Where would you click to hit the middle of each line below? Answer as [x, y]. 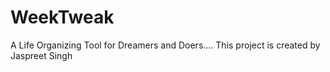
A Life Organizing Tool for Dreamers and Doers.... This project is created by [165, 45]
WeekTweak [62, 17]
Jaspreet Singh [41, 55]
